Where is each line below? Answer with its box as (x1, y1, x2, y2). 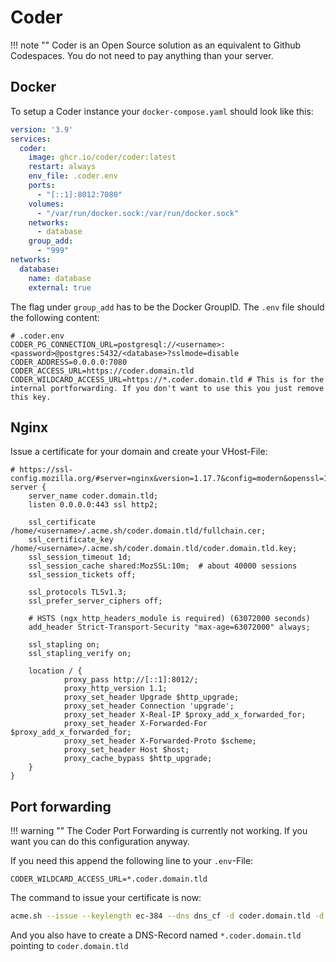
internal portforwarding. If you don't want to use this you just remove (10, 383, 325, 393)
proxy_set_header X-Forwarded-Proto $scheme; (63, 736, 257, 746)
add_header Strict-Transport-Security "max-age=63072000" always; (28, 622, 311, 633)
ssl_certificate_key (28, 535, 114, 545)
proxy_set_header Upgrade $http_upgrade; (63, 692, 240, 703)
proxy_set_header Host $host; (63, 745, 190, 755)
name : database (28, 273, 92, 283)
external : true (28, 282, 92, 293)
